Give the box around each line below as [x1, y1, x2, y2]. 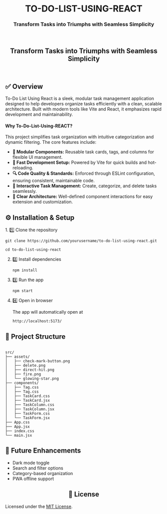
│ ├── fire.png [5, 372, 41, 377]
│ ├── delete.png [5, 363, 46, 368]
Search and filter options [12, 465, 63, 471]
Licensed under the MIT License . [5, 503, 73, 510]
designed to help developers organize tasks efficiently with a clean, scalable [5, 101, 162, 107]
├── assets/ [5, 354, 30, 359]
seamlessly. [12, 188, 37, 194]
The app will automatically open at [12, 309, 83, 315]
